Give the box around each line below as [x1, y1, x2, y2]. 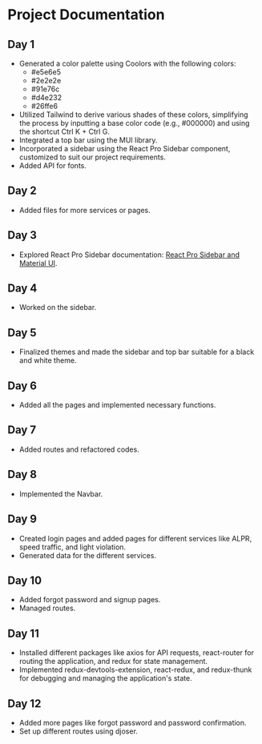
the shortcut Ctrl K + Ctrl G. [18, 127, 110, 136]
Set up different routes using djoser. [18, 726, 138, 736]
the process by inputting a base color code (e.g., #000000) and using [18, 119, 250, 127]
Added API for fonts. [18, 161, 87, 170]
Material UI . [18, 258, 58, 267]
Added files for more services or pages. [18, 205, 151, 215]
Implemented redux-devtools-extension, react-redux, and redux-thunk [18, 665, 252, 674]
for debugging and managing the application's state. [18, 674, 193, 683]
